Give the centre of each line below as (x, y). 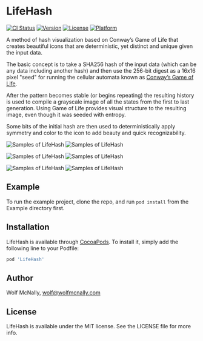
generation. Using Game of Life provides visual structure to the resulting (96, 108)
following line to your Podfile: (43, 248)
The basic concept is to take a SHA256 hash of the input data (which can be (101, 64)
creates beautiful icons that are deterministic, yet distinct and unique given (99, 46)
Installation (28, 227)
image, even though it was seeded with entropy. (66, 114)
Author (20, 278)
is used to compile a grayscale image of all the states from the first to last (98, 102)
